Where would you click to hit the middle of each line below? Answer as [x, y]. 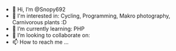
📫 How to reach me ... [40, 42]
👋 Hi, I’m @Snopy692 [39, 9]
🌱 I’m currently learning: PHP [48, 29]
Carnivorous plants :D [39, 22]
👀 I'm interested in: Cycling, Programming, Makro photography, [91, 16]
